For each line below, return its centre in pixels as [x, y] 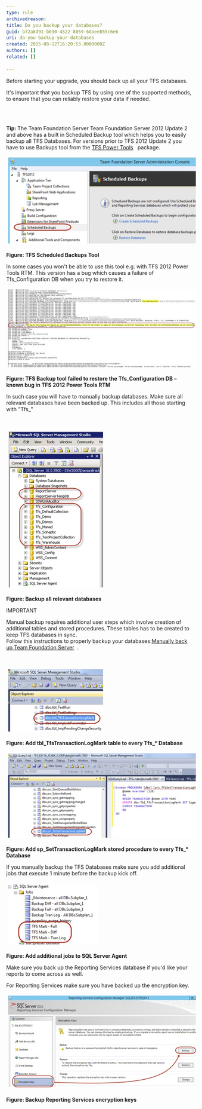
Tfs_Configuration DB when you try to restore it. [65, 279]
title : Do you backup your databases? [54, 25]
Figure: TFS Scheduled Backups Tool [53, 255]
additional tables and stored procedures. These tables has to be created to [98, 629]
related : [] [21, 57]
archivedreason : [26, 19]
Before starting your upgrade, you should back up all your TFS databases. [97, 81]
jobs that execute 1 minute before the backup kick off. [72, 873]
